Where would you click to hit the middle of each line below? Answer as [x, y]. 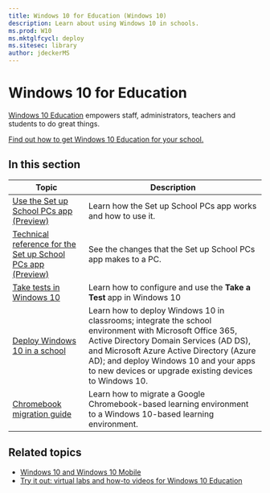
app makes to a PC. [125, 259]
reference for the [44, 244]
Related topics [45, 452]
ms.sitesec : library [43, 46]
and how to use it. [122, 216]
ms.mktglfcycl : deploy [46, 38]
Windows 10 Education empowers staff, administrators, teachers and [122, 115]
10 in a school [39, 351]
